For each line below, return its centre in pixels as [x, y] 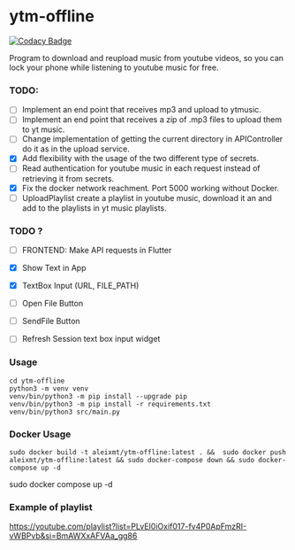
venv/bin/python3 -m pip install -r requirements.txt [110, 404]
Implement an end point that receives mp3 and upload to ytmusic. [142, 110]
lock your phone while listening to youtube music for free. [114, 67]
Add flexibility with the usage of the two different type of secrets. [140, 159]
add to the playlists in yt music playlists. [95, 208]
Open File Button [53, 304]
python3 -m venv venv [49, 388]
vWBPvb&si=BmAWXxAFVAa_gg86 [73, 536]
